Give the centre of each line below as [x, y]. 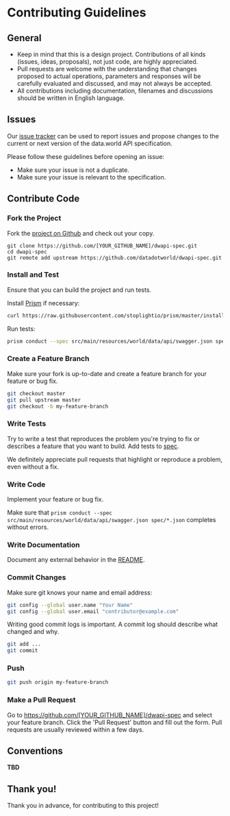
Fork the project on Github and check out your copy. [81, 233]
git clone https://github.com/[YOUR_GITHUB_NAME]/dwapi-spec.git [102, 246]
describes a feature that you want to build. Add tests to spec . [93, 446]
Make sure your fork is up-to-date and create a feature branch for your [107, 373]
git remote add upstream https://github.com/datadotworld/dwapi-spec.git [115, 258]
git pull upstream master [44, 400]
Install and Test [33, 275]
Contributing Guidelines [77, 13]
